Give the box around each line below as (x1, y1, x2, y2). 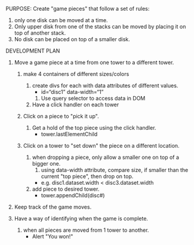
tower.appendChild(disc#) (41, 192, 105, 199)
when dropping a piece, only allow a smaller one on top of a (32, 154, 180, 161)
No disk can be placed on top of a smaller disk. (14, 36, 131, 42)
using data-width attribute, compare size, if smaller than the (41, 167, 189, 173)
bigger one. (32, 160, 61, 167)
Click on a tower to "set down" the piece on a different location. (23, 142, 180, 149)
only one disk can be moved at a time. (14, 17, 108, 23)
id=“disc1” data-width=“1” (41, 88, 104, 95)
